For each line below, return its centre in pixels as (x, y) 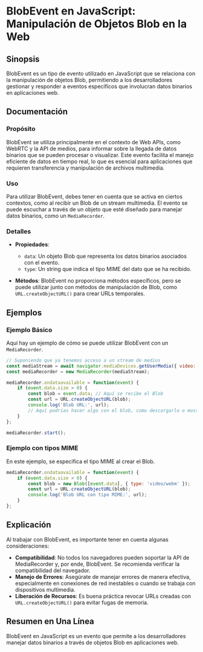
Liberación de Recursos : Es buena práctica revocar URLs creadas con (103, 596)
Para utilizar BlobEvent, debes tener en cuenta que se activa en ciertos (95, 196)
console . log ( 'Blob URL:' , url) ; (69, 405)
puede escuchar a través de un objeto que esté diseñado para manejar (95, 209)
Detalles (19, 231)
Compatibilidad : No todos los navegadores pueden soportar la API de (102, 557)
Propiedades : (32, 245)
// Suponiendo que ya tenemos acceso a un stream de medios (84, 360)
